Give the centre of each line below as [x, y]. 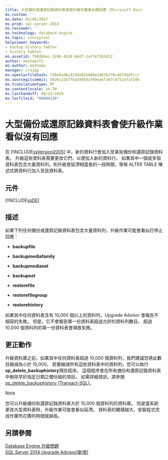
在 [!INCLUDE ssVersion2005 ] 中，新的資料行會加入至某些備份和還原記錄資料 [84, 152]
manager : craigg [22, 71]
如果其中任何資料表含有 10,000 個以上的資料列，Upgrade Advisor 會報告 [80, 315]
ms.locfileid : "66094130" [32, 98]
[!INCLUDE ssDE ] [22, 200]
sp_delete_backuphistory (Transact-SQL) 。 [49, 383]
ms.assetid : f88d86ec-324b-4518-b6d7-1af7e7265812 [59, 56]
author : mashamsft [24, 61]
